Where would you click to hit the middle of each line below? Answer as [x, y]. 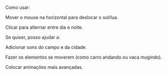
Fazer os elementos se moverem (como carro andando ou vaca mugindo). [84, 57]
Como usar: [18, 7]
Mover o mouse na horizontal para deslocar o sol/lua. [62, 17]
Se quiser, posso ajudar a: [33, 37]
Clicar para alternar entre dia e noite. [44, 27]
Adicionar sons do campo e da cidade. [46, 47]
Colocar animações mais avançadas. [44, 67]
